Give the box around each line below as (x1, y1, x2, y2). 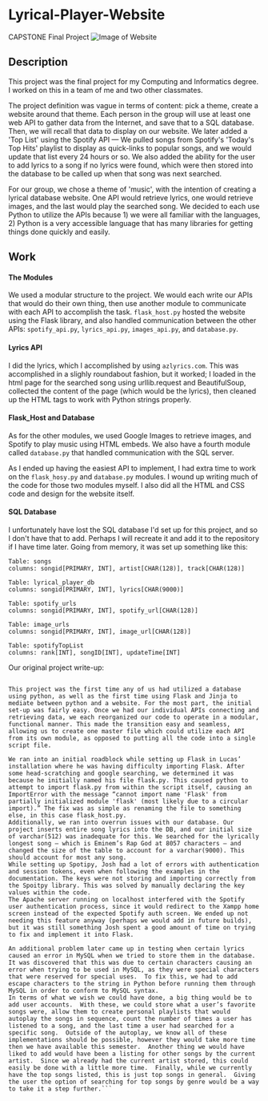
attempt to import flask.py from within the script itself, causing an (8, 783, 252, 791)
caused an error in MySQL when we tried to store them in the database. (8, 951, 256, 959)
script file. (8, 741, 52, 749)
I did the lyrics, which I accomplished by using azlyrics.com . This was (8, 361, 239, 370)
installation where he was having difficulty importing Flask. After (8, 762, 246, 770)
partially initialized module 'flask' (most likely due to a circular (8, 797, 249, 805)
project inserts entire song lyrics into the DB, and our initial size (8, 825, 252, 833)
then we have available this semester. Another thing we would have (8, 1043, 246, 1051)
